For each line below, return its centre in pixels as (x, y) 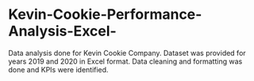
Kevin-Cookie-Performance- (105, 15)
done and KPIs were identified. (58, 69)
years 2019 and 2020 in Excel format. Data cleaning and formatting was (125, 61)
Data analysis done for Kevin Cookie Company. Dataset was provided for (127, 53)
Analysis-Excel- (62, 31)
